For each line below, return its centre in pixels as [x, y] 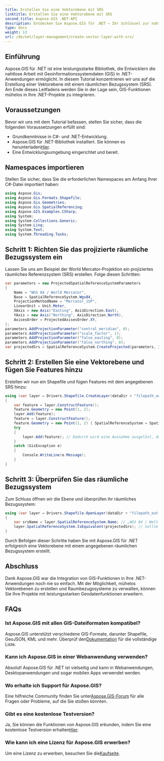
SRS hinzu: [16, 387]
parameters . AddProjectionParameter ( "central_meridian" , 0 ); [68, 329]
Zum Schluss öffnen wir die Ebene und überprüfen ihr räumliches [71, 499]
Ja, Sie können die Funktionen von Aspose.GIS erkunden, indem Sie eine [78, 725]
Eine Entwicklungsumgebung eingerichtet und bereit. [65, 152]
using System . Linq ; [25, 225]
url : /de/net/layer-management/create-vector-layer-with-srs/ [70, 37]
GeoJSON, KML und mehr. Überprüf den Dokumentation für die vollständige [81, 639]
